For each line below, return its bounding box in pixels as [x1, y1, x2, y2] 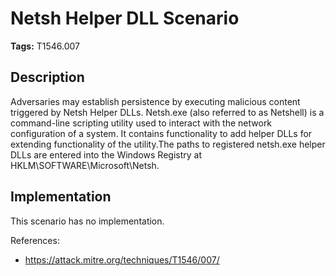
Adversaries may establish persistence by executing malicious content [10, 95, 301, 107]
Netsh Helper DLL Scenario [10, 7, 240, 30]
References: [10, 234, 60, 246]
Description [10, 69, 85, 86]
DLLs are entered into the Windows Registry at [10, 148, 203, 161]
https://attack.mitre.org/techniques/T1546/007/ [24, 253, 220, 266]
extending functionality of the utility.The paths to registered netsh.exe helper [10, 138, 326, 150]
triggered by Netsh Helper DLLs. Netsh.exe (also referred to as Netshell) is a [10, 106, 325, 118]
